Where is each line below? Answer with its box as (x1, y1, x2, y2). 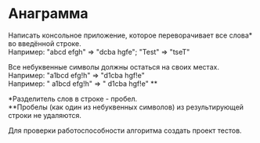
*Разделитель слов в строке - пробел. (8, 94, 138, 103)
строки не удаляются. (8, 110, 82, 120)
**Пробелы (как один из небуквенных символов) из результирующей (8, 102, 244, 112)
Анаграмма (8, 5, 88, 23)
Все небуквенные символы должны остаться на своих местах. (8, 62, 219, 71)
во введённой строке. (8, 38, 82, 48)
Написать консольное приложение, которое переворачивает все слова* (8, 30, 253, 40)
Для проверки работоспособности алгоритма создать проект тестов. (8, 126, 242, 135)
